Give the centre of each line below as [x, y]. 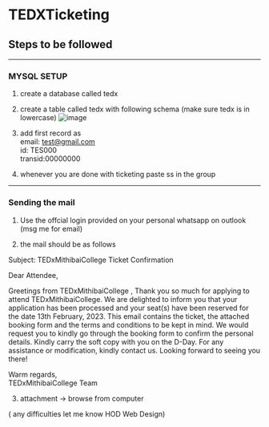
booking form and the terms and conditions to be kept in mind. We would [128, 324]
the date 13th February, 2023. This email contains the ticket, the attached [129, 316]
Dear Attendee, [33, 275]
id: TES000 [38, 151]
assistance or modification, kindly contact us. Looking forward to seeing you [134, 350]
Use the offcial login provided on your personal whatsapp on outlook [133, 220]
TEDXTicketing [59, 15]
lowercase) [38, 118]
